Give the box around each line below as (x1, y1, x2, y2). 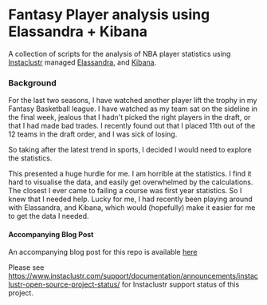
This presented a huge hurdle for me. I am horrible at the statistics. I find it (8, 169, 252, 179)
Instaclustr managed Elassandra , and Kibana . (8, 57, 157, 67)
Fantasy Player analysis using (8, 6, 210, 24)
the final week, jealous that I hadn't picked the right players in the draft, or (8, 113, 251, 122)
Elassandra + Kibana (8, 22, 147, 41)
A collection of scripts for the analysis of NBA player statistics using (8, 49, 231, 58)
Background (8, 77, 57, 89)
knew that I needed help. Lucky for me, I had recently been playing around (8, 194, 253, 204)
